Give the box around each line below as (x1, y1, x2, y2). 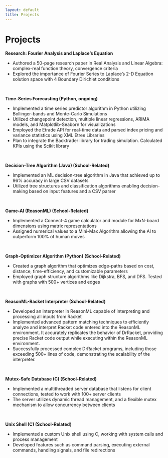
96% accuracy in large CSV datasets (12, 177, 89, 184)
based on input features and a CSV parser (29, 188, 116, 194)
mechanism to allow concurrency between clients (12, 402, 115, 408)
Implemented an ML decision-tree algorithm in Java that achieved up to (12, 172, 160, 178)
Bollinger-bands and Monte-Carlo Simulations (12, 111, 107, 117)
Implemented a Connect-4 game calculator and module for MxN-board (12, 218, 159, 224)
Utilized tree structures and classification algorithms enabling (12, 183, 139, 189)
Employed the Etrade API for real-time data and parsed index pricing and (12, 127, 163, 133)
